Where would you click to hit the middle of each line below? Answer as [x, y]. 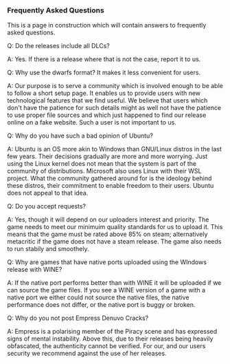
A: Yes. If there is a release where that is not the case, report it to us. [104, 59]
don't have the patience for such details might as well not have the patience [114, 108]
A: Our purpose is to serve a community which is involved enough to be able [115, 86]
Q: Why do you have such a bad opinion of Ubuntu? [80, 136]
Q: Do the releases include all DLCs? [58, 46]
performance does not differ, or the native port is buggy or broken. [101, 305]
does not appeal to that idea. [48, 193]
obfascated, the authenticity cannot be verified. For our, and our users [106, 346]
